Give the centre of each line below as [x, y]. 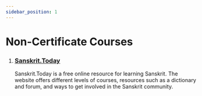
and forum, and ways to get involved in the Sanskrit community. [94, 87]
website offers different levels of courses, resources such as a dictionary [105, 80]
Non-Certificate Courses [70, 41]
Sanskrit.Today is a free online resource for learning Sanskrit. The [96, 74]
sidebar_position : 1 [32, 12]
